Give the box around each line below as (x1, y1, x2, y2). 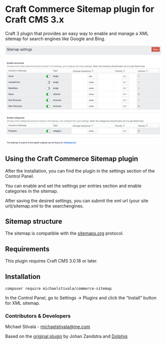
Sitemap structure (5, 217, 62, 226)
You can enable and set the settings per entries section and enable (5, 183, 142, 189)
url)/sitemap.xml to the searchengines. (5, 203, 84, 209)
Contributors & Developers (5, 313, 71, 320)
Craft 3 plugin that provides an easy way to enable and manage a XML (5, 30, 149, 36)
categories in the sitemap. (5, 188, 58, 194)
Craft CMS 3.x (5, 14, 64, 25)
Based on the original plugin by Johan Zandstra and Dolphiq (5, 334, 128, 340)
